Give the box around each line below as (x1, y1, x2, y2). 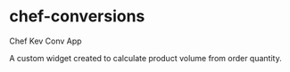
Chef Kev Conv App (9, 36, 82, 46)
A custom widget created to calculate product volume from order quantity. (9, 52, 283, 63)
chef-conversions (9, 6, 145, 27)
